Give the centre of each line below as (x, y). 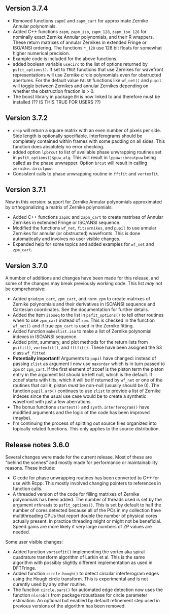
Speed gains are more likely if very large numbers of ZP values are (82, 527)
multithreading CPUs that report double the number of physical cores (85, 516)
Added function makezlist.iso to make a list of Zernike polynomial (82, 331)
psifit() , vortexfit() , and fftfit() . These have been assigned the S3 (87, 348)
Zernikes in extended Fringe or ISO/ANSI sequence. (66, 223)
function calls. (27, 489)
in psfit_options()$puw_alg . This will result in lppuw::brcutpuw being (84, 157)
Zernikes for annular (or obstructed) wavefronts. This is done (76, 234)
